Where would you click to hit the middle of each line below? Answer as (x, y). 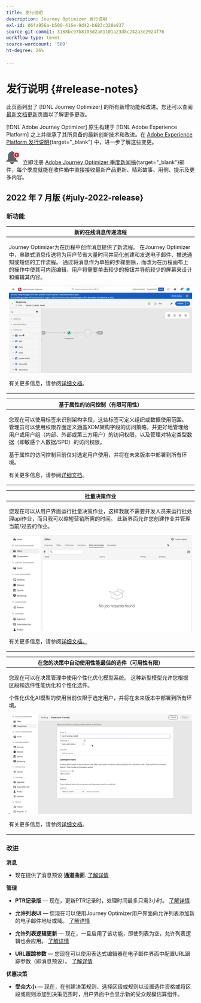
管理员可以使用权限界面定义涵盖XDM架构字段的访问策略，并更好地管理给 (99, 427)
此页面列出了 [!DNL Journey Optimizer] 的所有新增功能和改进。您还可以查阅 (100, 107)
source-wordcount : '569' (37, 44)
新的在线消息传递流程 (100, 232)
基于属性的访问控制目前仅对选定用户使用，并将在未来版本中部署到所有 (95, 454)
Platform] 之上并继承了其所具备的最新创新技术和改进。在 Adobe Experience (99, 134)
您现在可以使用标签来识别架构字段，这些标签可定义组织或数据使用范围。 (98, 420)
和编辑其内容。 (27, 277)
